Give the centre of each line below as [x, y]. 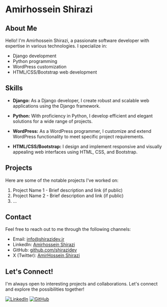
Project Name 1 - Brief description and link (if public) [68, 190]
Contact [18, 217]
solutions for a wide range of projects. [52, 121]
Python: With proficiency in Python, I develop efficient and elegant [82, 115]
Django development [35, 56]
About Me [21, 28]
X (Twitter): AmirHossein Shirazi [46, 255]
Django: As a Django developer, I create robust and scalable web [81, 100]
